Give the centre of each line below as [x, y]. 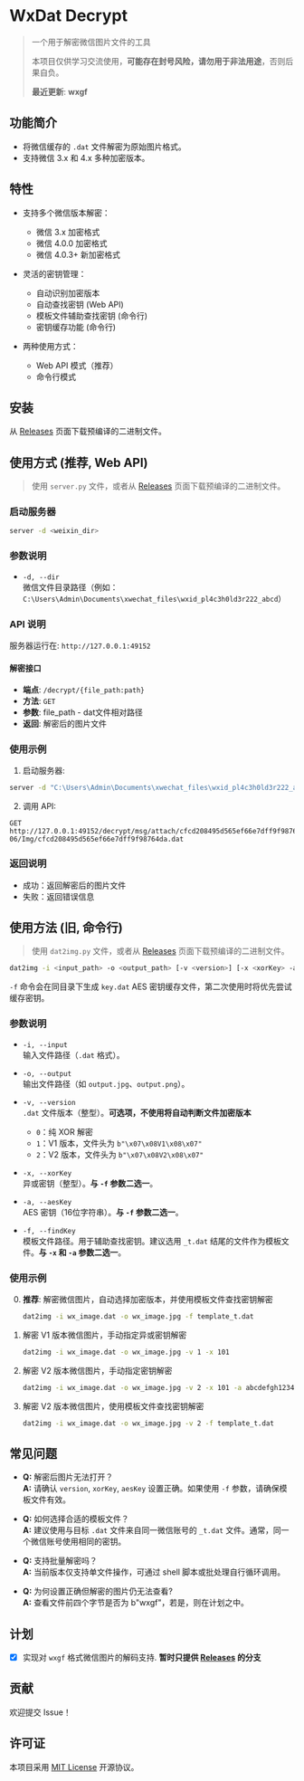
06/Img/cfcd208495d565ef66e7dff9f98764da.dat [96, 839]
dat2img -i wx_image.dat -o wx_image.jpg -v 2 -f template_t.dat [148, 1423]
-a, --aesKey [47, 1202]
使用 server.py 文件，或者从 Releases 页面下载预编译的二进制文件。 [158, 486]
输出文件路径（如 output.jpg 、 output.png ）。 [106, 1083]
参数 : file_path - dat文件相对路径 [82, 712]
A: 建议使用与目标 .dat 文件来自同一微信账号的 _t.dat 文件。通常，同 [152, 1530]
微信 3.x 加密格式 [68, 232]
